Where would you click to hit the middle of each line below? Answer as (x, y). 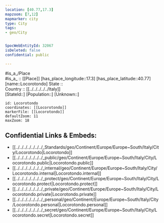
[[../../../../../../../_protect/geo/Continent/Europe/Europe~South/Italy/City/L (86, 179)
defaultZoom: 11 (22, 116)
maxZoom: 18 (17, 120)
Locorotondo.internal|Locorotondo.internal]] (57, 173)
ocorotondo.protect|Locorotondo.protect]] (55, 184)
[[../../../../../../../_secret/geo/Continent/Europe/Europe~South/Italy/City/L (85, 210)
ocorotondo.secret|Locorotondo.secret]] (53, 215)
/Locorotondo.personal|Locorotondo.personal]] (60, 205)
